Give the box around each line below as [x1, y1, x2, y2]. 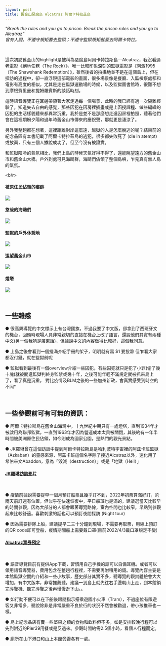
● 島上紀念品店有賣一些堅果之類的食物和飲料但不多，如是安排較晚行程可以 [5, 619, 158, 625]
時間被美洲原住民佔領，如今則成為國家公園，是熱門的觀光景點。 [5, 436, 135, 442]
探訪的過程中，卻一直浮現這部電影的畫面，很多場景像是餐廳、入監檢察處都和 [5, 75, 161, 81]
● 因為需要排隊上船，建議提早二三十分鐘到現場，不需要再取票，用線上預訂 [5, 521, 158, 527]
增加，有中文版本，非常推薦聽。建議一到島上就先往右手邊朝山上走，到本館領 [5, 579, 161, 585]
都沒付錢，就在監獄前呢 [5, 355, 53, 361]
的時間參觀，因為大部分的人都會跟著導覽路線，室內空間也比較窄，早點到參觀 [5, 504, 161, 510]
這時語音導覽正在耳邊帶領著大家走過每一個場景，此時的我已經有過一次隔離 [5, 98, 157, 104]
